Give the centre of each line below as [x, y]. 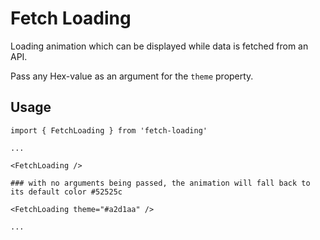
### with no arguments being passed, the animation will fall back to [160, 183]
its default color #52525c [66, 192]
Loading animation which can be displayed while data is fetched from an [159, 46]
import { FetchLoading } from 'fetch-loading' [109, 130]
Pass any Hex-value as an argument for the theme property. [132, 76]
